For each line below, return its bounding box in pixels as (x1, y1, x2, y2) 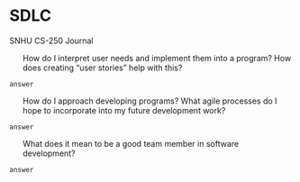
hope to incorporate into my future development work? (22, 105, 226, 115)
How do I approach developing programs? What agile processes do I (22, 96, 277, 106)
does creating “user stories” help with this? (22, 62, 183, 73)
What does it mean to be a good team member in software (22, 138, 240, 149)
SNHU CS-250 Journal (9, 35, 94, 46)
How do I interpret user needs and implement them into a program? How (22, 52, 292, 63)
